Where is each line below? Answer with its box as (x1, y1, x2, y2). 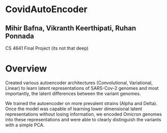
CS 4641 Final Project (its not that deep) (5, 45, 89, 51)
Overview (5, 63, 47, 75)
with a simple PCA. (5, 122, 45, 128)
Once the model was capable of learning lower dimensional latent (5, 106, 143, 112)
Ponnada (5, 31, 35, 40)
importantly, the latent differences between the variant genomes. (5, 90, 141, 96)
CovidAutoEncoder (5, 4, 88, 15)
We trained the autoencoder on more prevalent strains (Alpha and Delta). (5, 100, 157, 106)
